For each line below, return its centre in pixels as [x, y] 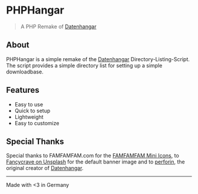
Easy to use [29, 104]
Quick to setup [32, 111]
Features [23, 90]
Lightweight [29, 117]
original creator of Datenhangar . [45, 168]
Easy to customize [37, 123]
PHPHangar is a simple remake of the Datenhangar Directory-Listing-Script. [98, 59]
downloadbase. [25, 72]
